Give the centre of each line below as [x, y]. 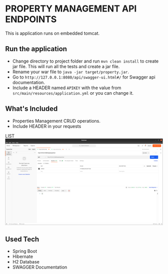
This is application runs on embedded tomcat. [52, 33]
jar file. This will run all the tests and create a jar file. [66, 66]
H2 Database [26, 261]
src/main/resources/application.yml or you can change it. [73, 93]
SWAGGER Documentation [40, 267]
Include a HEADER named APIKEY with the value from [67, 88]
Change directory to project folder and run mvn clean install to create [85, 61]
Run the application [36, 49]
